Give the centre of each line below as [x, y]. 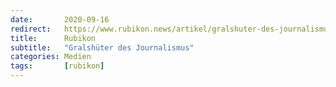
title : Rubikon [53, 38]
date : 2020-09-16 [60, 19]
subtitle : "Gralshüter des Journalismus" [102, 47]
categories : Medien [51, 57]
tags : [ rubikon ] [57, 66]
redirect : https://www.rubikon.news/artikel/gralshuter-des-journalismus [171, 29]
